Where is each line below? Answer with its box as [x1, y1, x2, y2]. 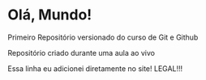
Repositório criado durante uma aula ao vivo [7, 48, 156, 57]
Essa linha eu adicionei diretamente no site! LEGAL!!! [7, 63, 183, 74]
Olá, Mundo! [7, 6, 92, 24]
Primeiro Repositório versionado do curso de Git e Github [7, 32, 199, 42]
